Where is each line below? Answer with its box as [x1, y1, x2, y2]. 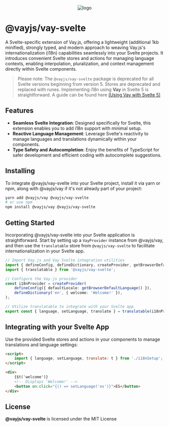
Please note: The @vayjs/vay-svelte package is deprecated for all [17, 76, 154, 82]
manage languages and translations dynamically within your [12, 136, 137, 142]
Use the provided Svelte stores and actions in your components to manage [5, 336, 160, 342]
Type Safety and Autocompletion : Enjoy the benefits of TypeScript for [12, 146, 159, 152]
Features [5, 106, 34, 115]
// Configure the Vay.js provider [5, 276, 78, 281]
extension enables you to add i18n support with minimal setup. [12, 125, 142, 131]
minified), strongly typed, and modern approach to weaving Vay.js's [5, 44, 146, 50]
